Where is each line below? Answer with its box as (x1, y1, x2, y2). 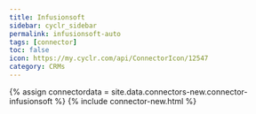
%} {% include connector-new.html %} (54, 95, 197, 106)
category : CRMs (9, 63, 66, 72)
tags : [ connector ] (9, 37, 77, 47)
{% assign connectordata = (9, 86, 109, 97)
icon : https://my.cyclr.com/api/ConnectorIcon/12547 (9, 54, 209, 63)
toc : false (9, 46, 50, 55)
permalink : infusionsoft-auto (9, 29, 122, 38)
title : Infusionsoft (9, 12, 86, 22)
